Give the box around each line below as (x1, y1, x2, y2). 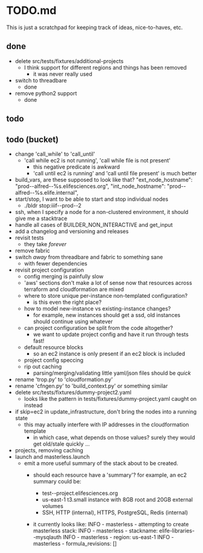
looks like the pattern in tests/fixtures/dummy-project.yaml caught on (24, 395, 197, 402)
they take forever (24, 240, 67, 247)
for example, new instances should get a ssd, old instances (33, 311, 181, 318)
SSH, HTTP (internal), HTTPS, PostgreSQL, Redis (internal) (42, 509, 188, 516)
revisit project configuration (14, 266, 85, 273)
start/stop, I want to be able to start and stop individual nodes (14, 195, 169, 203)
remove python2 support (14, 89, 77, 97)
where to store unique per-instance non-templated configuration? (24, 292, 188, 299)
